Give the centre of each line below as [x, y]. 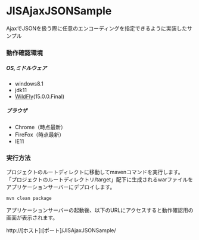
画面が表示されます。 [32, 218]
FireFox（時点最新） [40, 134]
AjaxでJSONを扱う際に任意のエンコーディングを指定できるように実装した [97, 28]
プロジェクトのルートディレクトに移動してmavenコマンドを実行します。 [95, 172]
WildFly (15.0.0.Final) [39, 96]
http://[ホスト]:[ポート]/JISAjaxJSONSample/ [61, 230]
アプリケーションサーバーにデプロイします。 [61, 187]
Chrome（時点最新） [41, 127]
